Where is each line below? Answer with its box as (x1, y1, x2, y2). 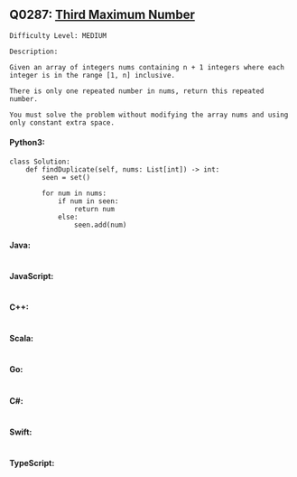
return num (73, 205, 116, 214)
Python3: (9, 137, 45, 148)
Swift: (9, 426, 32, 437)
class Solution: (9, 157, 70, 166)
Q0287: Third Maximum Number (9, 7, 196, 23)
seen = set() (42, 173, 91, 182)
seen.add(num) (73, 220, 127, 229)
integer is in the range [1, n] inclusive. (9, 70, 176, 79)
